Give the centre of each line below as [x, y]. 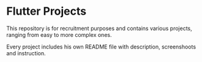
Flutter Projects [47, 11]
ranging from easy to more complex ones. [59, 34]
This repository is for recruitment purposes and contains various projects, [99, 28]
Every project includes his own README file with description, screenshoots [101, 47]
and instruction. [26, 53]
